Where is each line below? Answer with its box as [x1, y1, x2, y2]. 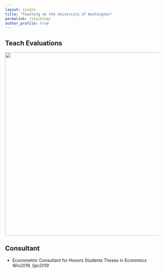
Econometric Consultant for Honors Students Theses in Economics [12, 257, 147, 263]
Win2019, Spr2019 [12, 262, 49, 268]
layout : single [5, 7, 36, 12]
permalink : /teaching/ [5, 16, 51, 21]
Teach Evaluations [5, 39, 62, 47]
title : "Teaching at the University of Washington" [5, 12, 112, 17]
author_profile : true [5, 21, 49, 26]
